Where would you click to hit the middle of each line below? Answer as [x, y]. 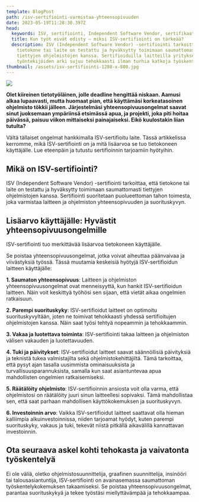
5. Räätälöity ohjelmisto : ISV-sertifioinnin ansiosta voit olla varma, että [92, 389]
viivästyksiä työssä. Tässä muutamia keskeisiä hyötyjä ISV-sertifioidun [92, 262]
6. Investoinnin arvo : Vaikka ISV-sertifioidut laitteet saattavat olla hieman [95, 413]
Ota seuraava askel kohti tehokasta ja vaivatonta [98, 450]
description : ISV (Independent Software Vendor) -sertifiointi [91, 45]
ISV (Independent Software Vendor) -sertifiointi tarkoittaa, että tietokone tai [98, 183]
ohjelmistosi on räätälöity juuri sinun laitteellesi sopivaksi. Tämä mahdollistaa [99, 395]
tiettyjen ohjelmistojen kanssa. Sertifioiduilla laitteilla [94, 56]
